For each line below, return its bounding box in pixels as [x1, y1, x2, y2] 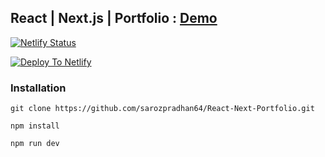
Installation [10, 81, 67, 95]
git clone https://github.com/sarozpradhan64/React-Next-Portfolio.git [10, 104, 315, 114]
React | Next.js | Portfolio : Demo [10, 10, 218, 27]
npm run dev [10, 139, 60, 149]
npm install [10, 121, 60, 131]
